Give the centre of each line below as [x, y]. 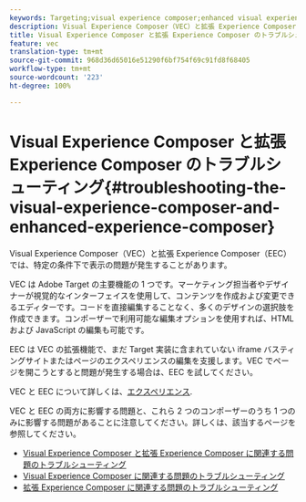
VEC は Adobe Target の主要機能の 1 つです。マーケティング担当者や [138, 284]
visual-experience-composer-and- [145, 207]
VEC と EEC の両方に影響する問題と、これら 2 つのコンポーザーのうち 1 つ [149, 411]
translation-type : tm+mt [56, 52]
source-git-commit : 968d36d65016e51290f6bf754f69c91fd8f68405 [130, 60]
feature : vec [34, 43]
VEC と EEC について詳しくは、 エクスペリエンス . [101, 391]
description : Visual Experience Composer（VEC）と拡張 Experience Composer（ [156, 26]
